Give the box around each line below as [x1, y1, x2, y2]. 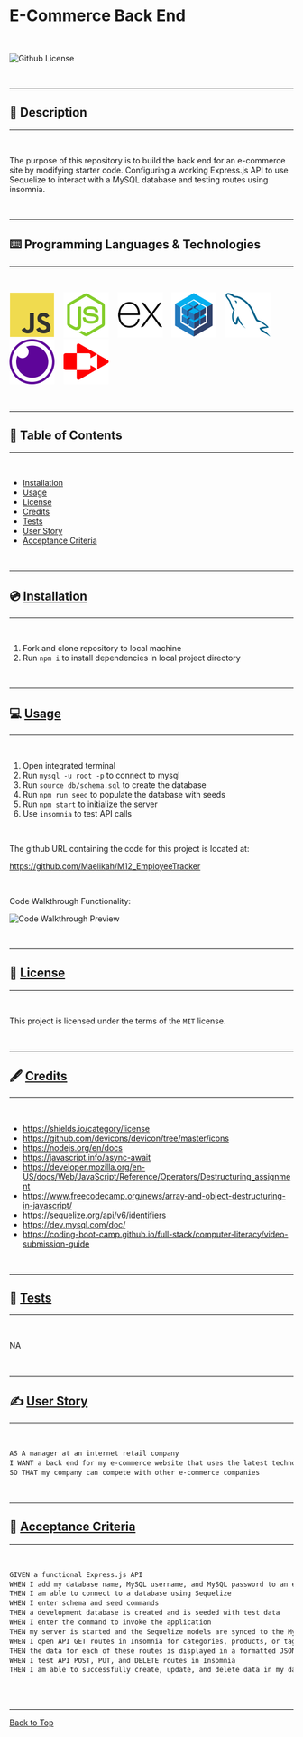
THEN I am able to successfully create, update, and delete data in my [9, 1666, 284, 1675]
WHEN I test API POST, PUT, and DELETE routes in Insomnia [9, 1656, 236, 1665]
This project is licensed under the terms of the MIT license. [9, 1015, 226, 1026]
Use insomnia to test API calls [22, 808, 133, 818]
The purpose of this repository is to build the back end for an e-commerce [9, 154, 286, 165]
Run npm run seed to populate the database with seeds [22, 789, 225, 799]
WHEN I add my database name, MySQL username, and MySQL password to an [9, 1580, 289, 1589]
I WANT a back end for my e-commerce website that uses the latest [9, 1459, 269, 1468]
